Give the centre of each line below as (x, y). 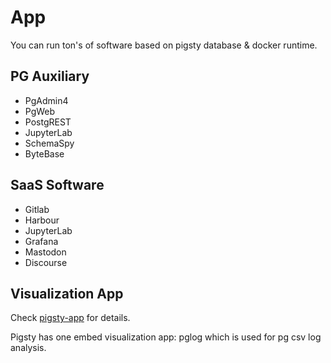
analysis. (28, 348)
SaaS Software (57, 185)
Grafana (41, 241)
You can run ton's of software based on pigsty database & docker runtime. (164, 45)
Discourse (46, 262)
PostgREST (48, 122)
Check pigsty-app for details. (70, 318)
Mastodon (45, 252)
